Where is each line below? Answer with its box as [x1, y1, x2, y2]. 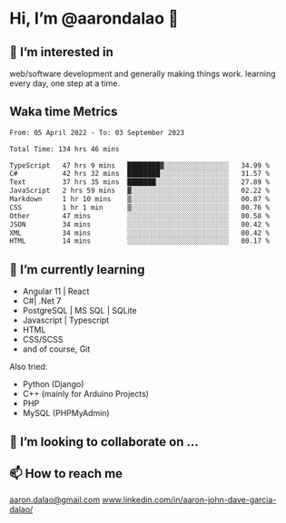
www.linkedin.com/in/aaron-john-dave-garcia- [102, 494, 277, 506]
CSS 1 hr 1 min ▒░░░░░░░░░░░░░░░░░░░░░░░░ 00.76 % [9, 203, 271, 212]
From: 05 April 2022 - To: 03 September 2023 [9, 128, 184, 137]
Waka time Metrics [9, 104, 118, 120]
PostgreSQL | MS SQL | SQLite [22, 305, 138, 316]
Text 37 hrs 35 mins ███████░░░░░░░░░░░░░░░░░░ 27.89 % [9, 178, 271, 187]
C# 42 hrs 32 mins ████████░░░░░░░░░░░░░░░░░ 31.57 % [9, 169, 271, 179]
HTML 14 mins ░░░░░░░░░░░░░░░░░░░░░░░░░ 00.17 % [9, 237, 271, 246]
